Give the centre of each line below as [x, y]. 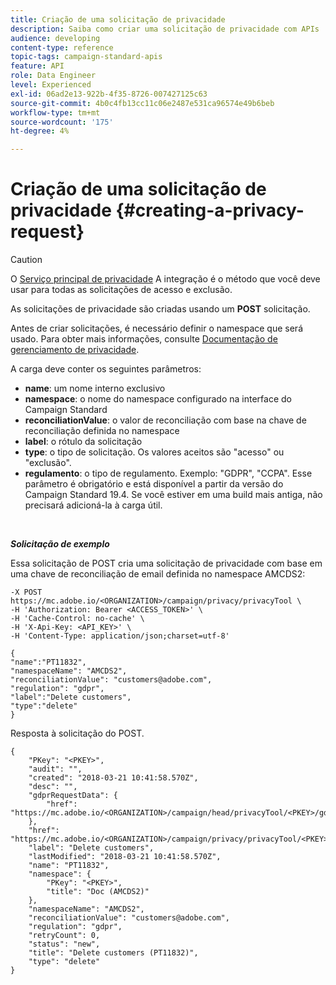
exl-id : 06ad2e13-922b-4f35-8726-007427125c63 [109, 94]
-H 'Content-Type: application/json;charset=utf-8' [120, 636]
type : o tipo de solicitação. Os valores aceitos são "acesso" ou [154, 452]
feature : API [37, 66]
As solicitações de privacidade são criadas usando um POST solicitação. [160, 309]
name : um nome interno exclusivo [95, 388]
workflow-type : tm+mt [55, 112]
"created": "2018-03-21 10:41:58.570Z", [113, 778]
